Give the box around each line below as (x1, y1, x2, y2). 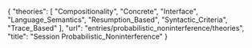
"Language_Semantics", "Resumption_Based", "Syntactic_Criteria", (7, 15, 228, 24)
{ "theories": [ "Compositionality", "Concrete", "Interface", (7, 7, 198, 16)
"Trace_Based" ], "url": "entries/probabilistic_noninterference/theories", (7, 24, 245, 32)
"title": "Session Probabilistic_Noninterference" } (7, 31, 169, 41)
